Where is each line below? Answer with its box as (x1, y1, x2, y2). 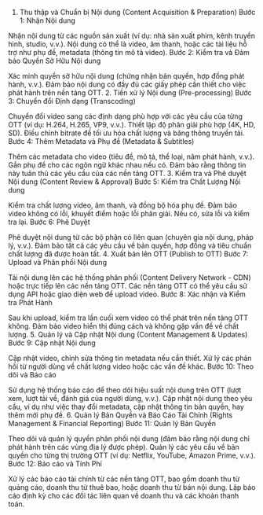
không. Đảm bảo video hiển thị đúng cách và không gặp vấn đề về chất (8, 322, 239, 330)
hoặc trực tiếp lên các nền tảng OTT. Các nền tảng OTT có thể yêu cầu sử (8, 281, 248, 290)
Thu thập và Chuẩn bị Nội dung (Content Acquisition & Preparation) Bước (19, 8, 256, 17)
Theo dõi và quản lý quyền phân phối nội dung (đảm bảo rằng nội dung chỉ (8, 434, 250, 443)
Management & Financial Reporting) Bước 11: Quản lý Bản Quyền (8, 419, 217, 428)
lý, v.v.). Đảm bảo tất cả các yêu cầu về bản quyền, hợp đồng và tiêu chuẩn (8, 241, 252, 250)
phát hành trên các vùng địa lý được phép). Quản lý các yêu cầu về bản (8, 443, 239, 451)
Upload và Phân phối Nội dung (8, 258, 108, 267)
